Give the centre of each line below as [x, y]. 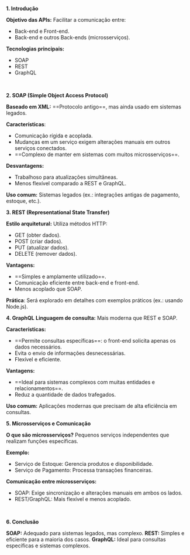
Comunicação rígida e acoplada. [53, 136]
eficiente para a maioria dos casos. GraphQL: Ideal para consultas [86, 539]
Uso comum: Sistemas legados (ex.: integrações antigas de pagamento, [93, 195]
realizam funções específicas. [42, 441]
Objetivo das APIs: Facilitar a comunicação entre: [66, 20]
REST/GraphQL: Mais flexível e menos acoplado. [73, 499]
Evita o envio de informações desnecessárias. [70, 353]
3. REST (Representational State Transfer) [58, 212]
